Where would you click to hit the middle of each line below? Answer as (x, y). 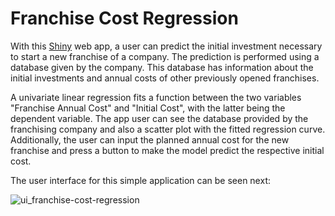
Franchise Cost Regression (124, 18)
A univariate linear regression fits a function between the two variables (156, 97)
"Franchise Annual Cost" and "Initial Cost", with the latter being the (148, 108)
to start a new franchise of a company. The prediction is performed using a (165, 56)
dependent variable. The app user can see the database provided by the (159, 118)
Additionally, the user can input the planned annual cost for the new (150, 139)
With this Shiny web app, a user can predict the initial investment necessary (166, 46)
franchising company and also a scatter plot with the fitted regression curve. (168, 129)
